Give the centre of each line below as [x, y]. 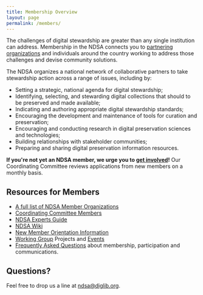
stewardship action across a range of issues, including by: [79, 78]
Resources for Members [53, 192]
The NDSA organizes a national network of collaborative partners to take [97, 72]
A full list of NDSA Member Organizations [67, 207]
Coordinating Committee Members [58, 213]
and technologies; [38, 135]
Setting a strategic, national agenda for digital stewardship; [89, 90]
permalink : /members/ [34, 23]
